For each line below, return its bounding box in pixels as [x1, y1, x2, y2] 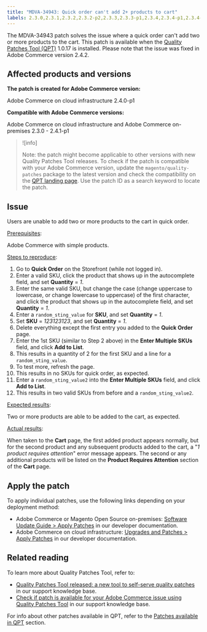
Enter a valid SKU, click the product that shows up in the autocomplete [15, 272, 195, 279]
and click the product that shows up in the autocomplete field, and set [15, 298, 193, 306]
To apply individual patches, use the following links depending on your [7, 496, 186, 504]
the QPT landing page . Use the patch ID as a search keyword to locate [21, 177, 200, 185]
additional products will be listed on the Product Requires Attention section [7, 457, 199, 464]
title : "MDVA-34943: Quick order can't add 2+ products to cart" [7, 9, 178, 15]
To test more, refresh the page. [15, 363, 95, 371]
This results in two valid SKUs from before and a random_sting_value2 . [15, 389, 194, 396]
